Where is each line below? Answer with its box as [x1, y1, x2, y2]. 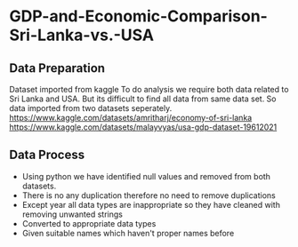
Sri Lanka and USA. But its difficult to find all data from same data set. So [9, 93, 277, 104]
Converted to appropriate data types [21, 218, 157, 228]
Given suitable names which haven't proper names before [21, 227, 235, 238]
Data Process [9, 147, 85, 163]
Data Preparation [9, 60, 105, 76]
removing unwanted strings [21, 209, 123, 219]
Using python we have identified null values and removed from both [21, 171, 271, 181]
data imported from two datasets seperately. [9, 103, 173, 113]
